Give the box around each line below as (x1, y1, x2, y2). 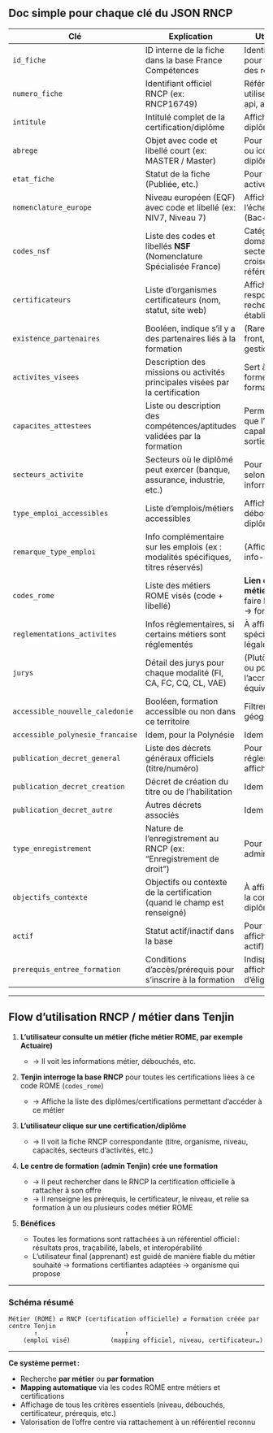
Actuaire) (19, 1040, 53, 1050)
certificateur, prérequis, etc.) (19, 1408, 116, 1418)
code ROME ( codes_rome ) (19, 1080, 104, 1090)
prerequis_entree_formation (12, 965, 121, 974)
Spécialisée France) (145, 260, 222, 271)
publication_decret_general (12, 753, 121, 762)
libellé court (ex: (145, 145, 207, 156)
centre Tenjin (8, 1322, 57, 1330)
